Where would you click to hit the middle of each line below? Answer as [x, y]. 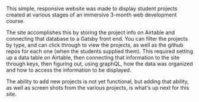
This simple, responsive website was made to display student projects [92, 9]
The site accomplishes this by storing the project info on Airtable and [91, 32]
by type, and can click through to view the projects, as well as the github [95, 45]
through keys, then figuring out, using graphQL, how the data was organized [99, 64]
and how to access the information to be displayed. [69, 70]
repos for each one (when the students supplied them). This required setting [99, 51]
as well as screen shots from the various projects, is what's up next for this [98, 88]
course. [15, 21]
